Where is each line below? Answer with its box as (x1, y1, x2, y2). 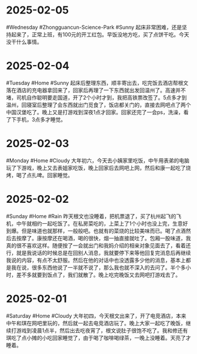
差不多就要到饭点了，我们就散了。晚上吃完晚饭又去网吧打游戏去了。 (16, 271, 181, 278)
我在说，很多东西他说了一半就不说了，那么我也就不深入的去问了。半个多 (11, 264, 186, 271)
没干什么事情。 (6, 38, 42, 45)
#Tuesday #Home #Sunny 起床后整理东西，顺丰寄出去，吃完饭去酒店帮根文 (6, 79, 189, 86)
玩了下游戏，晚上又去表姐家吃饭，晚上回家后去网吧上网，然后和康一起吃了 (6, 164, 186, 171)
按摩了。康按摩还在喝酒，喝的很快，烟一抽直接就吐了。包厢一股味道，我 (16, 234, 191, 241)
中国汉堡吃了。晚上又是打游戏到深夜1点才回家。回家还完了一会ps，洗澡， (6, 108, 184, 115)
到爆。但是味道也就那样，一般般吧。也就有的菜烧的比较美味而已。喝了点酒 (6, 227, 186, 234)
